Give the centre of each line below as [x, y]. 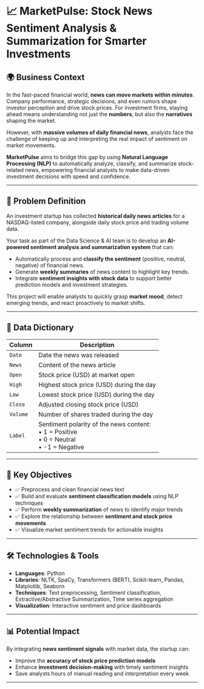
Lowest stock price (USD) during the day [97, 394]
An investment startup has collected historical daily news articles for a [96, 216]
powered [18, 247]
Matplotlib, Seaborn [40, 586]
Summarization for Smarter [76, 41]
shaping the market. [31, 121]
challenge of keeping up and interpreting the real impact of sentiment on [97, 139]
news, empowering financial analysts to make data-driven [97, 170]
